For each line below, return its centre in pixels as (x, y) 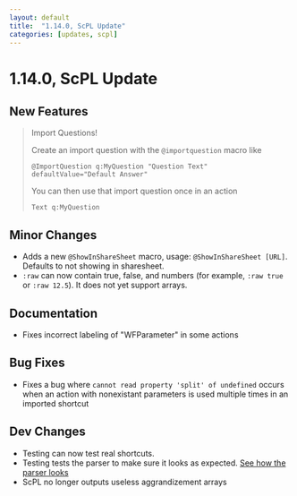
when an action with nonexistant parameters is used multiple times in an (155, 394)
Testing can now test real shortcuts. (88, 453)
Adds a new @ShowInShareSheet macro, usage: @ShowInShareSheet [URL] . (155, 257)
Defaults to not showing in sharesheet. (93, 266)
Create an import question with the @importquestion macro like (146, 150)
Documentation (54, 313)
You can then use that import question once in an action (134, 191)
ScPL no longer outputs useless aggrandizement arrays (124, 482)
